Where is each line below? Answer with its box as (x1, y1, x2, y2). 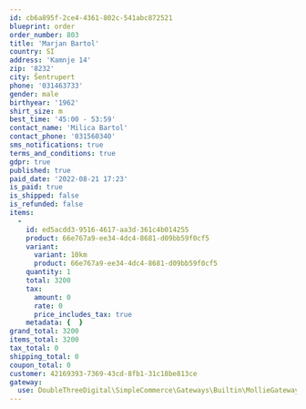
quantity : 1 (25, 268, 71, 277)
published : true (9, 166, 71, 175)
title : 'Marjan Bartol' (9, 38, 100, 48)
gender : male (9, 89, 59, 98)
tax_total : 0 (9, 343, 59, 353)
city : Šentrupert (9, 73, 76, 82)
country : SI (9, 47, 55, 56)
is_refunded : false (9, 199, 84, 210)
